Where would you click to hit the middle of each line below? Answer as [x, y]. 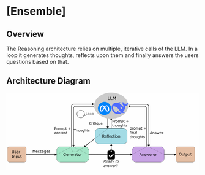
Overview [25, 34]
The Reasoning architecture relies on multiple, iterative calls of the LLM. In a [102, 49]
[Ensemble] [36, 11]
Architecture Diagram [48, 81]
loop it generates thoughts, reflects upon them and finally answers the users [102, 55]
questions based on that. [38, 62]
